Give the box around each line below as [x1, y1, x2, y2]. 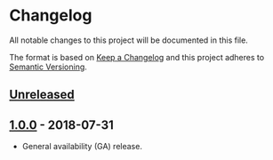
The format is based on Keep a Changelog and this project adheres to [9, 52, 265, 62]
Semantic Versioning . [9, 61, 87, 72]
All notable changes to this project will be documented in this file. [9, 35, 249, 45]
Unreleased [9, 87, 76, 102]
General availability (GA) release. [21, 141, 142, 152]
